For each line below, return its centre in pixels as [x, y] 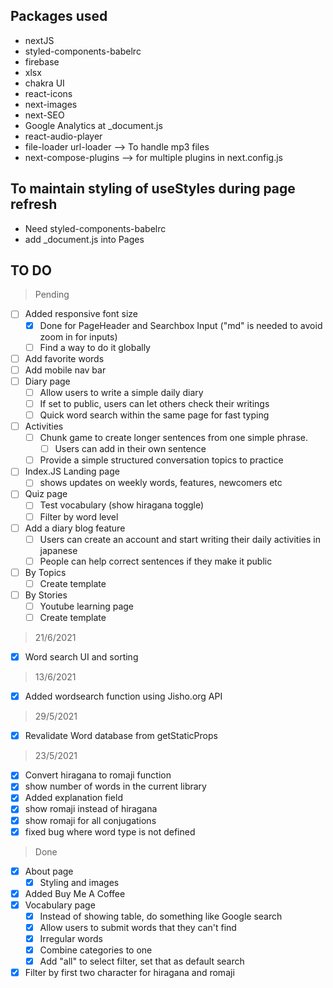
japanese [58, 550]
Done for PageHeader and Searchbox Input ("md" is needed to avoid [181, 325]
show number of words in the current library [115, 786]
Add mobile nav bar [65, 370]
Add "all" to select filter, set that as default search [142, 961]
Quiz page [46, 494]
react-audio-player [63, 136]
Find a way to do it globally [95, 347]
